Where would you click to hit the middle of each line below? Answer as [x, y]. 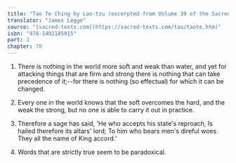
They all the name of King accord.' [67, 138]
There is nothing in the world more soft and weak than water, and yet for [122, 66]
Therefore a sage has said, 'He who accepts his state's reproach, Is [115, 123]
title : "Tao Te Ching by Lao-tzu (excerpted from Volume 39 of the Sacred [119, 14]
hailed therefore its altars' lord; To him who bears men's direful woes [117, 131]
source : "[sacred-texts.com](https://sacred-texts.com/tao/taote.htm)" [114, 27]
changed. [31, 89]
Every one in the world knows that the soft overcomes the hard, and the [121, 102]
